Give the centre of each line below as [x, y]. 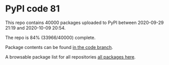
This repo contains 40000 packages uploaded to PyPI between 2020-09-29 [84, 22]
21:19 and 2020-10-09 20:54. [36, 27]
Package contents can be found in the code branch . [59, 47]
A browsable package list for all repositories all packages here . [71, 57]
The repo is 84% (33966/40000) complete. [50, 37]
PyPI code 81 [33, 9]
